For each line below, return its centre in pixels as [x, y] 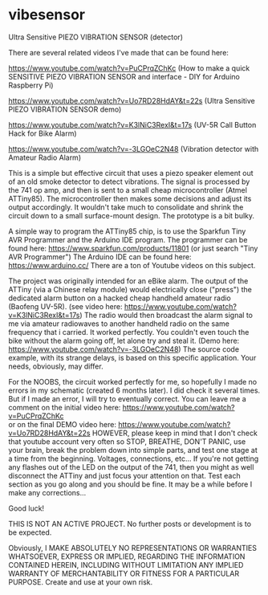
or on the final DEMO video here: [63, 424]
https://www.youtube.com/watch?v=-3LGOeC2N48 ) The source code [124, 349]
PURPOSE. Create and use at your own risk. [81, 582]
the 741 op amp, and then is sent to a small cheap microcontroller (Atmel [128, 190]
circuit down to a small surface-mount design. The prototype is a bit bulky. [132, 215]
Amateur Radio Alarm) [45, 157]
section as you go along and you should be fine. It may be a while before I [130, 484]
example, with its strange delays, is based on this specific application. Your [132, 357]
